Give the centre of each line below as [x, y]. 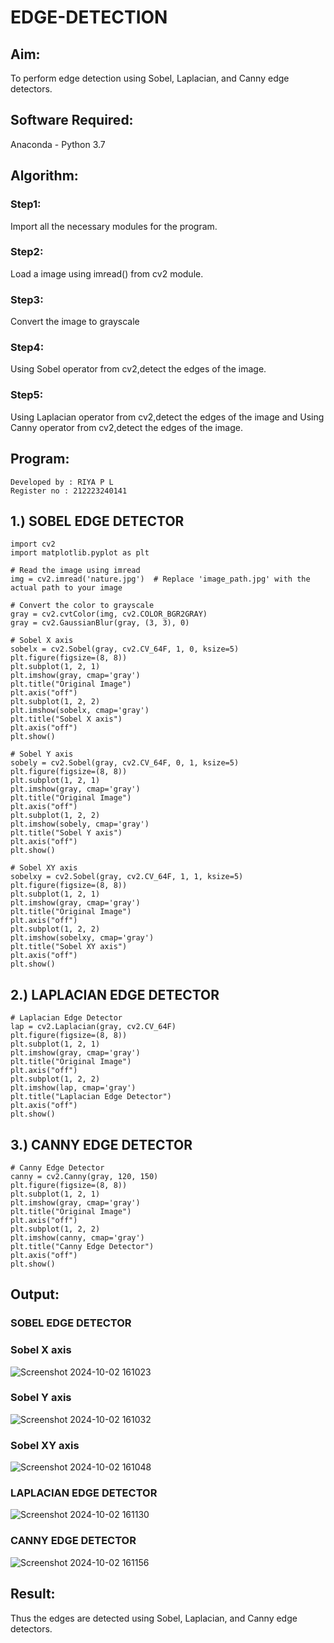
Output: [35, 1294]
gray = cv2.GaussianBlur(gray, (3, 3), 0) [100, 623]
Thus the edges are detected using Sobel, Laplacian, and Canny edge [154, 1618]
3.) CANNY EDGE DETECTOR [101, 1144]
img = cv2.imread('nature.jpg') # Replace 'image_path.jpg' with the [160, 579]
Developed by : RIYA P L [62, 482]
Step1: [26, 204]
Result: [33, 1594]
